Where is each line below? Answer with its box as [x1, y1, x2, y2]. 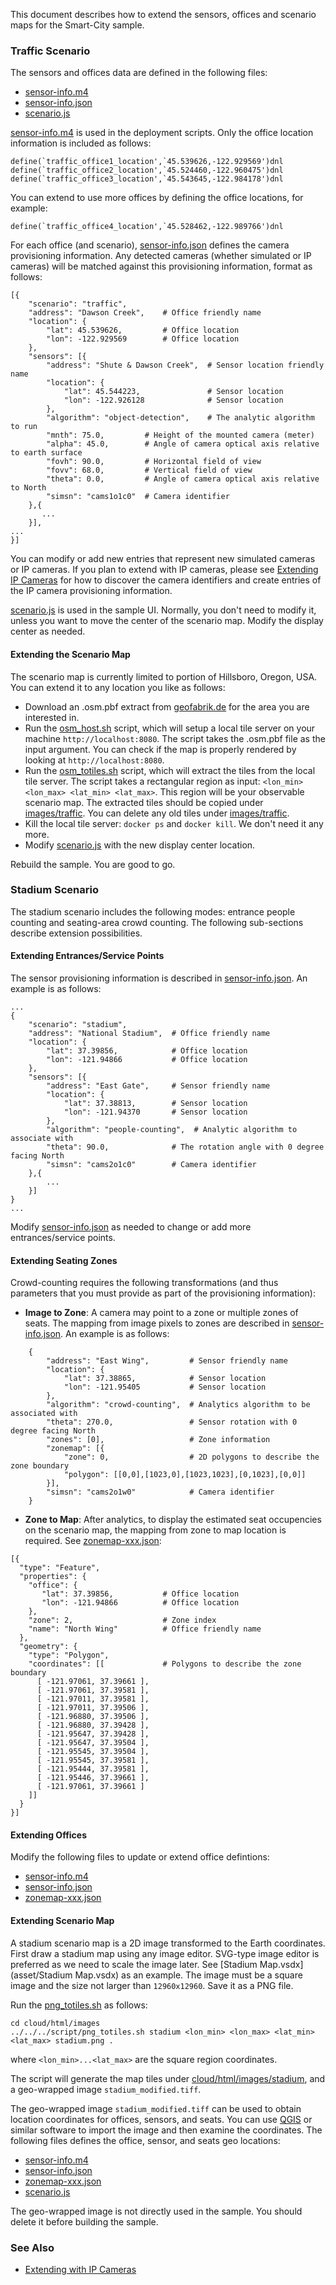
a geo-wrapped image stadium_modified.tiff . [10, 2083, 202, 2095]
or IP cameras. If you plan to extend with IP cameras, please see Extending [10, 564, 319, 576]
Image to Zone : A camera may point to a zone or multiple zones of [24, 1307, 299, 1319]
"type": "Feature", [19, 1563, 101, 1573]
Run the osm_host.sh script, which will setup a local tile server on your [24, 722, 316, 734]
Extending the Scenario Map [10, 648, 131, 660]
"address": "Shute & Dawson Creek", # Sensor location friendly [46, 360, 325, 371]
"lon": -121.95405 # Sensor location [63, 1382, 267, 1393]
